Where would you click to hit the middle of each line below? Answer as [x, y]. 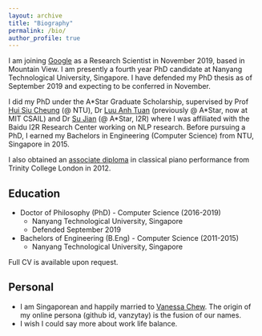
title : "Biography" [41, 23]
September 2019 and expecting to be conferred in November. [109, 86]
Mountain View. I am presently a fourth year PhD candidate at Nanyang [125, 70]
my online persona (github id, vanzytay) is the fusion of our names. [131, 315]
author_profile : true [44, 38]
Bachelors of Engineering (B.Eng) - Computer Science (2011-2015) [129, 238]
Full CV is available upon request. [63, 262]
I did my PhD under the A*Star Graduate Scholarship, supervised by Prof [129, 102]
